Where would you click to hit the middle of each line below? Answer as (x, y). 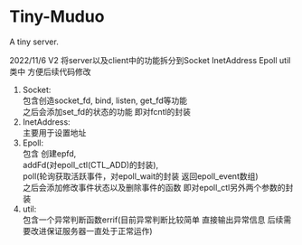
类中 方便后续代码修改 (50, 71)
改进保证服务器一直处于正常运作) (91, 231)
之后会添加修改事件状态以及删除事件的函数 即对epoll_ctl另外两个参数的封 (158, 187)
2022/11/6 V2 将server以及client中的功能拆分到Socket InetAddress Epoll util (150, 60)
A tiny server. (34, 42)
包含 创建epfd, (49, 153)
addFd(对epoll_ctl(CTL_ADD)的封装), (90, 165)
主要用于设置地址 (54, 132)
